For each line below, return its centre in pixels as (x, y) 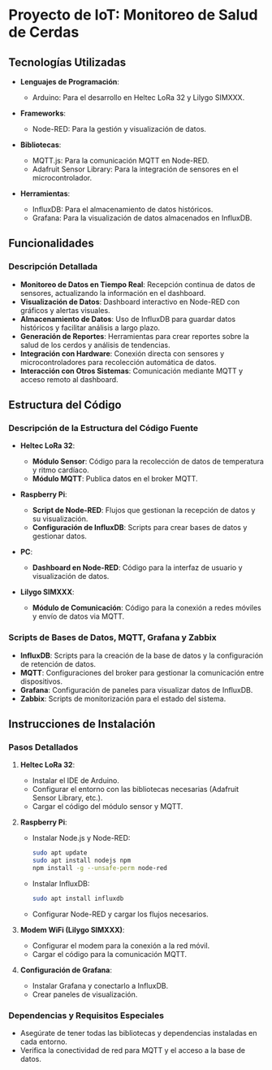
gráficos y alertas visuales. (65, 310)
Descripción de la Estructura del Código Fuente (104, 428)
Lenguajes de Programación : (70, 82)
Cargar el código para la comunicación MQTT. (110, 954)
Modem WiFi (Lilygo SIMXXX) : (72, 929)
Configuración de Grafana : (66, 970)
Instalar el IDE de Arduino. (76, 781)
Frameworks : (43, 113)
